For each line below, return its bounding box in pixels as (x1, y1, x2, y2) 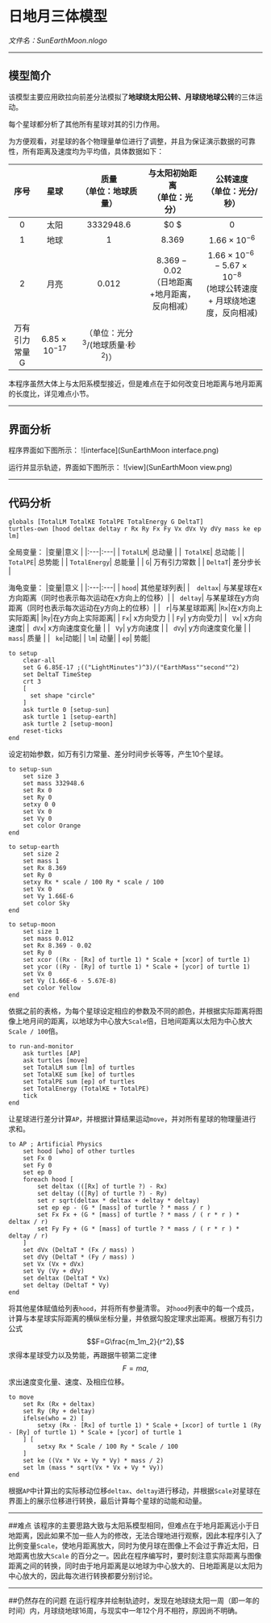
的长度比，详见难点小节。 (8, 389, 94, 399)
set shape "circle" (29, 692, 95, 700)
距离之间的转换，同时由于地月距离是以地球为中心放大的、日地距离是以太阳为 (8, 1561, 263, 1571)
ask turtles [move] (23, 1057, 89, 1065)
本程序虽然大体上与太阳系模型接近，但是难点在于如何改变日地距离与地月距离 (8, 379, 263, 389)
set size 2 (23, 850, 60, 859)
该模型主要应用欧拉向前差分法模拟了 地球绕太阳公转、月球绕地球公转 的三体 (8, 92, 256, 102)
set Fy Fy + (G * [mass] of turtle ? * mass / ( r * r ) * (37, 1225, 240, 1234)
